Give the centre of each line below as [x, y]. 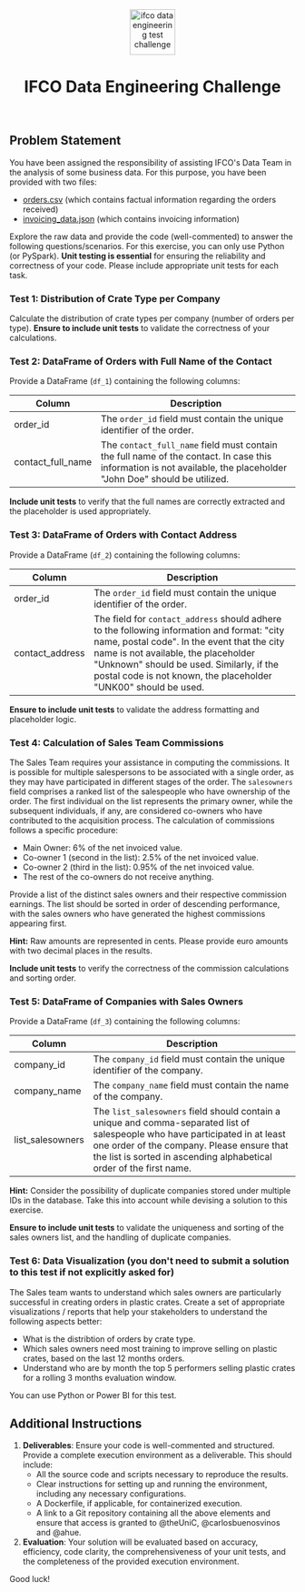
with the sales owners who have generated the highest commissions [138, 913]
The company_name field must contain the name [191, 1085]
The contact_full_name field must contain [189, 445]
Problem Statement [65, 141]
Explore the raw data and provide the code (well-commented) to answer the [151, 237]
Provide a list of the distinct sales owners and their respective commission [148, 894]
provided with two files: [53, 182]
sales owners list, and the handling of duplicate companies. [120, 1237]
